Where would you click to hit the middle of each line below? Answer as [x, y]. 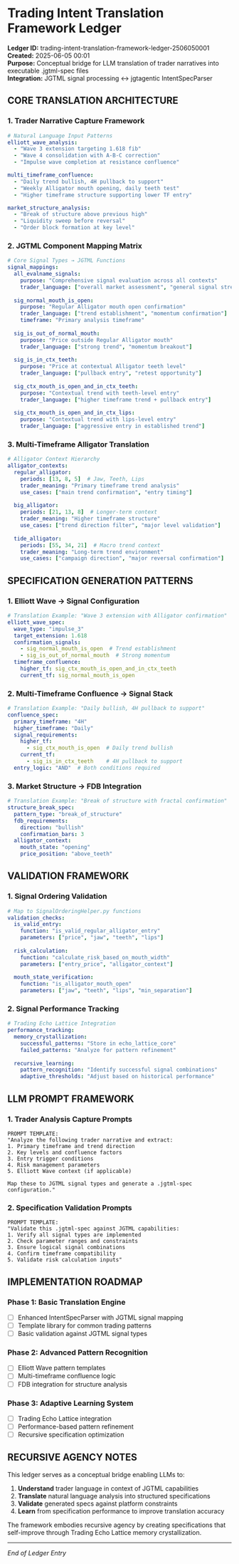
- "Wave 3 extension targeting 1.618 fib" [78, 149]
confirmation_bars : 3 [52, 834]
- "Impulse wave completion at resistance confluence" [97, 162]
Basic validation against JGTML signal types [83, 1334]
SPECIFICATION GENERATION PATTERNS [100, 581]
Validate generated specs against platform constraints [97, 1503]
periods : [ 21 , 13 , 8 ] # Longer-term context [89, 512]
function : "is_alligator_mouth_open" [76, 984]
